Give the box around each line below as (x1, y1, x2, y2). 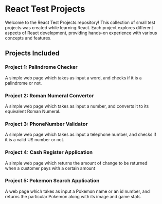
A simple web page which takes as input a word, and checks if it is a (5, 74, 142, 81)
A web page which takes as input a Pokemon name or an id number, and (5, 188, 150, 194)
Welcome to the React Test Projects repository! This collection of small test (5, 19, 156, 25)
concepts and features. (5, 35, 52, 41)
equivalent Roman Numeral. (5, 108, 61, 114)
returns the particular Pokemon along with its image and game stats (5, 193, 141, 199)
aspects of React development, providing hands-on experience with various (5, 30, 157, 36)
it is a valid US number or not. (5, 137, 65, 143)
